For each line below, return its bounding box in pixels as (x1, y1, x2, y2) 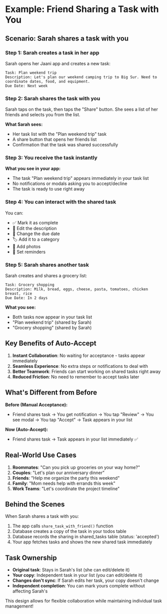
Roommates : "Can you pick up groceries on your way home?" (12, 464, 141, 470)
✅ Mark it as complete (12, 220, 58, 226)
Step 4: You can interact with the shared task (5, 198, 116, 206)
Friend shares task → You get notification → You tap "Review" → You (12, 411, 154, 417)
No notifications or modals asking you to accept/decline (12, 180, 128, 186)
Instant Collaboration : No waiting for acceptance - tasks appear (12, 352, 146, 358)
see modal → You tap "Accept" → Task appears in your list (12, 417, 133, 423)
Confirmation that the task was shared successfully (12, 142, 118, 148)
